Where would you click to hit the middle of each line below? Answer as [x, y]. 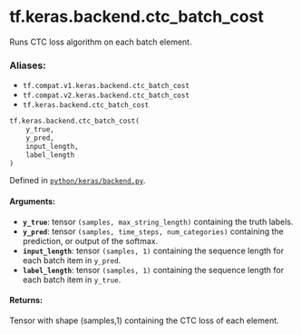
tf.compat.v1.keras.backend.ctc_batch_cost [106, 86]
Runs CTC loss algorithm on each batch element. [101, 42]
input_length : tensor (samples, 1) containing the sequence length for [153, 251]
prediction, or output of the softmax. [90, 241]
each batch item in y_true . [72, 280]
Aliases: [28, 65]
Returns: [26, 301]
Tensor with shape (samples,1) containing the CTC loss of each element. [144, 320]
